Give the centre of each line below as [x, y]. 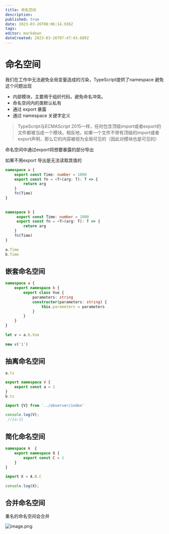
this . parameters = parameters [73, 307]
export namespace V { [28, 382]
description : [19, 15]
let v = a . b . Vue [22, 335]
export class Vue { [44, 293]
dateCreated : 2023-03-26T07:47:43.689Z [47, 38]
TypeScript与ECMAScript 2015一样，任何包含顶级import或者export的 [89, 126]
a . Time [12, 250]
